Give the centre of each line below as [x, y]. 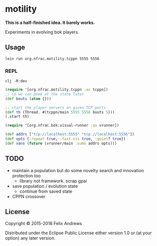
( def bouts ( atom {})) [28, 99]
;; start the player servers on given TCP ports [56, 108]
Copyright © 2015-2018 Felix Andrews [44, 224]
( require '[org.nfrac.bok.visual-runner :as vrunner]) [62, 126]
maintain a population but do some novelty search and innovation [78, 170]
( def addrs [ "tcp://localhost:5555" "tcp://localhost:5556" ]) [70, 134]
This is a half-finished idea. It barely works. [50, 22]
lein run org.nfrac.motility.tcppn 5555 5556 [52, 59]
